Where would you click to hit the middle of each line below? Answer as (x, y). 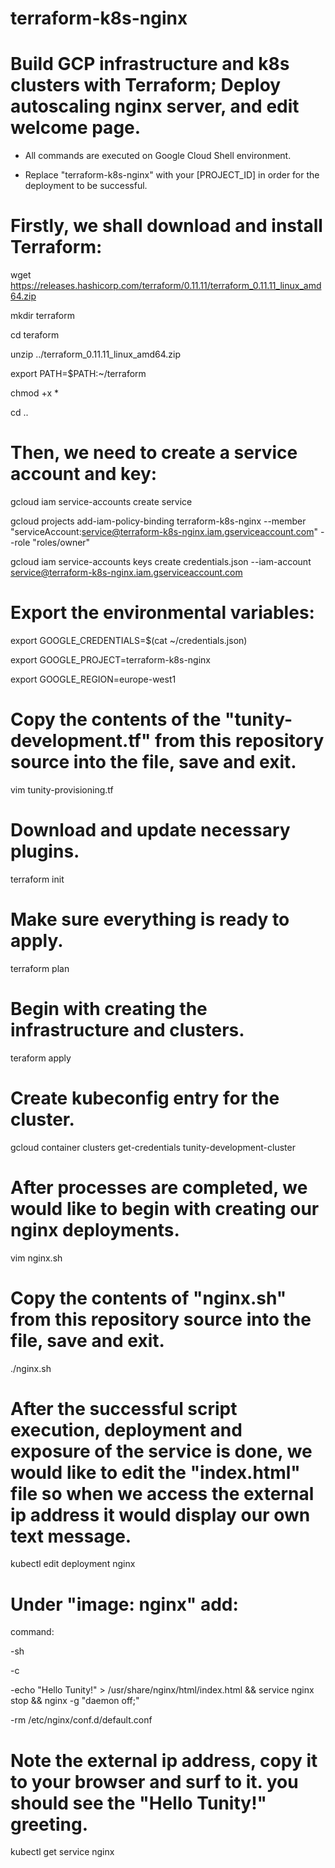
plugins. (45, 851)
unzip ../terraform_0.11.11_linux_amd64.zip (95, 354)
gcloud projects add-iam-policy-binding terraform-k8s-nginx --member (158, 521)
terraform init (37, 879)
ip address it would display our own (160, 1514)
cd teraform (35, 335)
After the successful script (124, 1408)
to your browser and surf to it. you (154, 1781)
